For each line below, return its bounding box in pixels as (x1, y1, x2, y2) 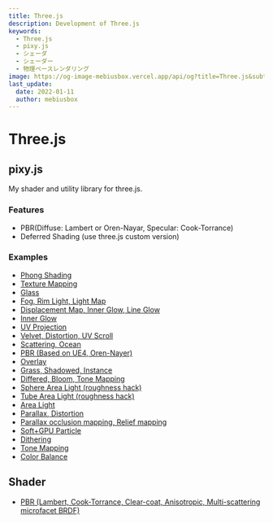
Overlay (19, 356, 47, 366)
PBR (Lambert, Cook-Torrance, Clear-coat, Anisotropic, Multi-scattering (19, 497, 261, 507)
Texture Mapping (19, 278, 78, 289)
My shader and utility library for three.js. (8, 184, 143, 194)
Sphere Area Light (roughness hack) (19, 382, 142, 392)
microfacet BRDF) (19, 505, 80, 515)
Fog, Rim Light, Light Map (19, 296, 106, 306)
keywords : (8, 27, 42, 35)
